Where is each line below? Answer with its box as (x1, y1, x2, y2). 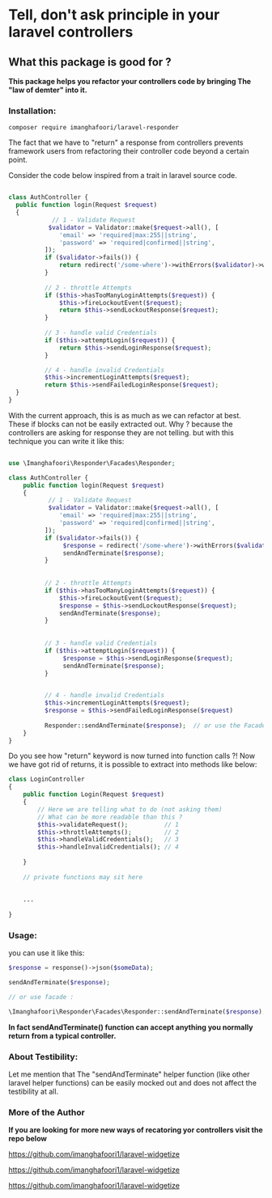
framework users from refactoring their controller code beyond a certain (8, 146, 249, 156)
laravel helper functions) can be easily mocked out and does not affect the (8, 1078, 257, 1088)
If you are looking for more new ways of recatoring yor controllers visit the (8, 1125, 263, 1135)
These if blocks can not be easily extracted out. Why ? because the (8, 419, 233, 429)
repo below (8, 1134, 47, 1144)
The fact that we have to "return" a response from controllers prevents (8, 138, 244, 147)
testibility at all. (8, 1086, 59, 1097)
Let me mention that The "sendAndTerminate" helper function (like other (8, 1069, 250, 1079)
